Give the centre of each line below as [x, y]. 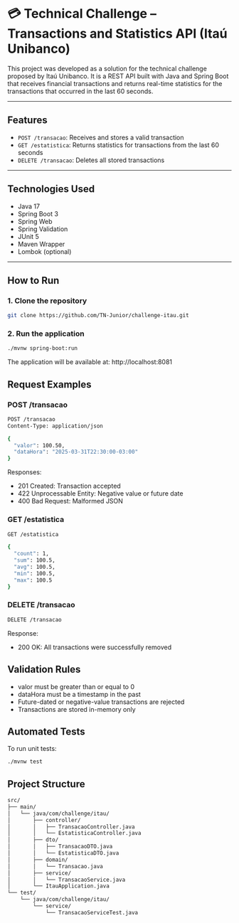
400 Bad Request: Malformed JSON [70, 501]
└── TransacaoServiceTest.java [92, 912]
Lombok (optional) [44, 251]
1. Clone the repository [47, 301]
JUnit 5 [28, 236]
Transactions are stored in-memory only [77, 709]
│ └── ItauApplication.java [59, 886]
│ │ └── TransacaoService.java [67, 880]
